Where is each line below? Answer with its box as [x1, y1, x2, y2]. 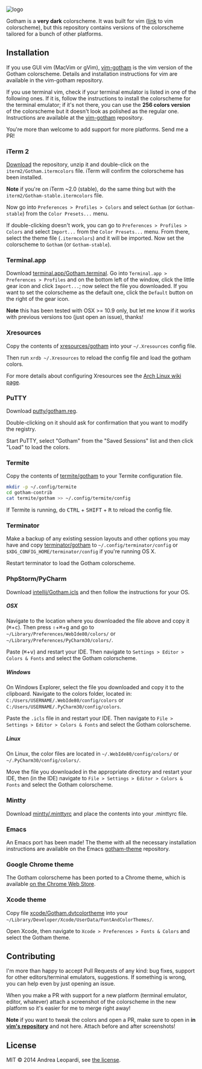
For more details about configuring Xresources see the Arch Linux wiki [6, 372, 182, 379]
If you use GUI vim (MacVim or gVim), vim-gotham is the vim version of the [6, 63, 193, 71]
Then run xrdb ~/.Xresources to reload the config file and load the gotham [6, 354, 191, 361]
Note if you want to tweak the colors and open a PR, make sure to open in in [6, 1016, 196, 1024]
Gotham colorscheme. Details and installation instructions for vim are [6, 70, 178, 77]
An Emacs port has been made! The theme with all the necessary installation [6, 839, 197, 846]
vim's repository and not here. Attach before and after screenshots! [6, 1022, 176, 1030]
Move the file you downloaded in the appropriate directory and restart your [6, 768, 192, 775]
